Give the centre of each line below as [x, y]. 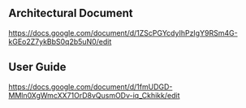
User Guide [37, 67]
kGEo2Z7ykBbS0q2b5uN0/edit [60, 41]
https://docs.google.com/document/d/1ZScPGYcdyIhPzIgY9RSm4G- [123, 32]
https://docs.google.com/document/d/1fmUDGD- [91, 86]
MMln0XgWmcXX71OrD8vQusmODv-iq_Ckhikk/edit [94, 95]
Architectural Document [71, 13]
